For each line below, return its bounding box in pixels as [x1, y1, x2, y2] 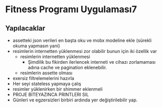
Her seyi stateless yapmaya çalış [12, 80, 81, 87]
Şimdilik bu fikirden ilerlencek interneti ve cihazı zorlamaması [27, 59, 156, 65]
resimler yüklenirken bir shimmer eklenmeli [12, 86, 103, 92]
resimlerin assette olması [20, 70, 73, 76]
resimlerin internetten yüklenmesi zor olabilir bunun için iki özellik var [12, 48, 157, 54]
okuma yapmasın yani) [12, 43, 60, 49]
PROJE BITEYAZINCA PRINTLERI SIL [12, 92, 89, 97]
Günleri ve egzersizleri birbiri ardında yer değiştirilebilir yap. [12, 97, 138, 103]
